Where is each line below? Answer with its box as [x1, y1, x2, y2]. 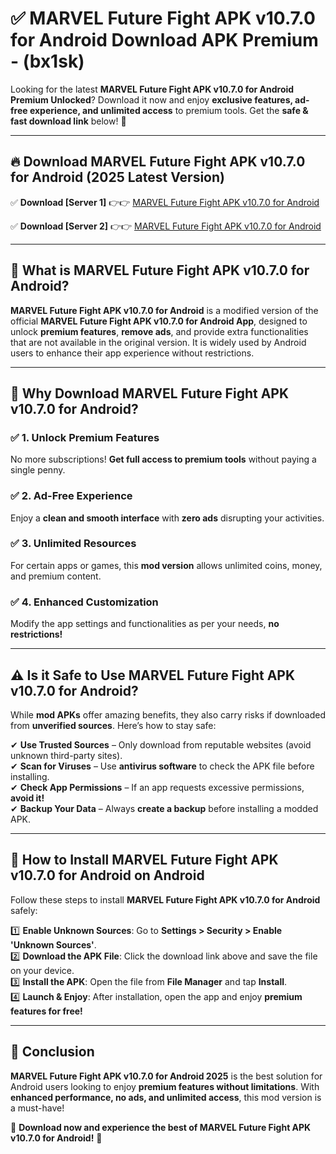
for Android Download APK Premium [10, 29, 319, 52]
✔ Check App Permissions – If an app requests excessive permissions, [10, 781, 305, 793]
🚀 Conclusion [10, 1043, 95, 1061]
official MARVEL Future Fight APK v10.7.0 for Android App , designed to [10, 315, 308, 327]
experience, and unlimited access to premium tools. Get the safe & [29, 104, 309, 116]
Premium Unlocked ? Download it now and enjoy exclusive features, [10, 93, 293, 106]
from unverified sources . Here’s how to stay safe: [10, 719, 217, 731]
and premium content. [10, 570, 102, 582]
